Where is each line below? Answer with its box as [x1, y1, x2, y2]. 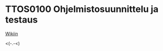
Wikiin [5, 30, 18, 36]
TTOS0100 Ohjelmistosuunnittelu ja [5, 3, 158, 15]
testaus [5, 14, 38, 25]
